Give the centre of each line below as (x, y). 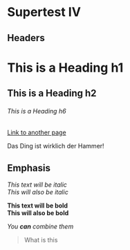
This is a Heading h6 (37, 111)
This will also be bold (38, 213)
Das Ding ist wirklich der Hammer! (56, 146)
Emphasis (29, 168)
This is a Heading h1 (65, 68)
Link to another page (37, 132)
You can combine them (40, 226)
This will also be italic (38, 192)
